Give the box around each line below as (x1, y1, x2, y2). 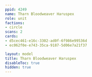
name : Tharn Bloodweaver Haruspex (5, 12, 75, 16)
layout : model (5, 51, 34, 56)
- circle (5, 25, 23, 30)
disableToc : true (5, 61, 40, 65)
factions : (5, 20, 25, 26)
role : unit (5, 16, 27, 21)
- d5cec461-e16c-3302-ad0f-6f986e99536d (5, 38, 88, 43)
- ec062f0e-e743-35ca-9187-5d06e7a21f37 (5, 43, 88, 48)
